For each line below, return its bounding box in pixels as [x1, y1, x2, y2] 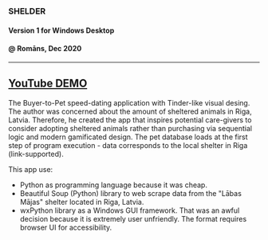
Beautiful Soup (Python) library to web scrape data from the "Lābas [19, 188, 242, 198]
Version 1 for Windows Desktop [8, 26, 115, 35]
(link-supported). [8, 149, 64, 158]
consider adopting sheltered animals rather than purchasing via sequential [8, 123, 253, 133]
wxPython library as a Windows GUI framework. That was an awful [19, 206, 240, 215]
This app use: [8, 164, 53, 174]
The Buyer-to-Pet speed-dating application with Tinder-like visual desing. [8, 98, 250, 107]
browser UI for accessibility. [19, 222, 112, 232]
